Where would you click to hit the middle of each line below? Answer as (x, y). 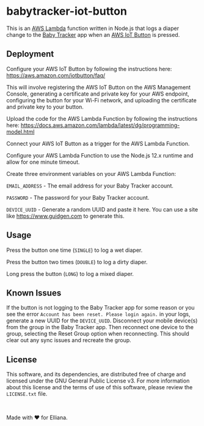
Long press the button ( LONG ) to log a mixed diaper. (70, 273)
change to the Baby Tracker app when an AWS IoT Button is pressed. (93, 34)
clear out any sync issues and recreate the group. (69, 340)
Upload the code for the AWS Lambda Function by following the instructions (102, 118)
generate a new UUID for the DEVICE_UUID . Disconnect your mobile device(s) (102, 321)
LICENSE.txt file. (27, 394)
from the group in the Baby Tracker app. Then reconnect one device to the (100, 327)
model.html (20, 131)
